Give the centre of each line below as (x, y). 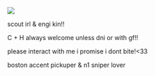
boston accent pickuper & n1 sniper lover (66, 65)
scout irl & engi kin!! (36, 24)
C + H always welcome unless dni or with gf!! (73, 38)
